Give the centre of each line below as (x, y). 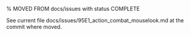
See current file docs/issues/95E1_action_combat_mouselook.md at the (95, 20)
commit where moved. (34, 27)
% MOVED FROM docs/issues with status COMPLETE (73, 9)
